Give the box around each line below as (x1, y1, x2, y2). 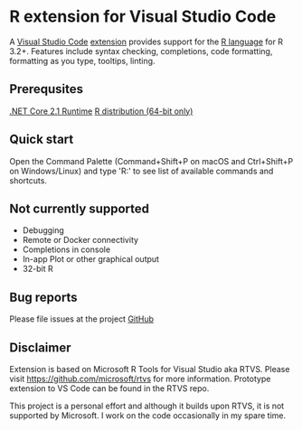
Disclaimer (9, 340, 71, 355)
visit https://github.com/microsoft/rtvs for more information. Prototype (9, 373, 271, 384)
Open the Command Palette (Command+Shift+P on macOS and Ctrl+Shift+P (9, 155, 294, 166)
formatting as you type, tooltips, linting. (9, 55, 156, 66)
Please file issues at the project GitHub (9, 313, 155, 324)
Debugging (22, 225, 65, 236)
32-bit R (22, 264, 53, 275)
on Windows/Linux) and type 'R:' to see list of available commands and (9, 165, 274, 176)
